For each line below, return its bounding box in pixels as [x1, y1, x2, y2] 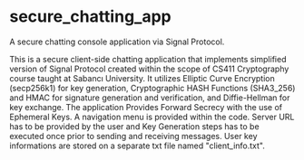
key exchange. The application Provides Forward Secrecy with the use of [9, 101, 283, 112]
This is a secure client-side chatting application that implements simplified [9, 53, 287, 64]
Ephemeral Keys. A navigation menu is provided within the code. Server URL [9, 111, 295, 122]
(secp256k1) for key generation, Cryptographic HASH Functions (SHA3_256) [9, 82, 296, 93]
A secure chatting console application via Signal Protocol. [9, 36, 225, 47]
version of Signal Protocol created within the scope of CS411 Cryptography [9, 63, 289, 74]
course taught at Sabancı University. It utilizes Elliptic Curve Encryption [9, 72, 275, 83]
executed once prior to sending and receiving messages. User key [9, 130, 258, 141]
